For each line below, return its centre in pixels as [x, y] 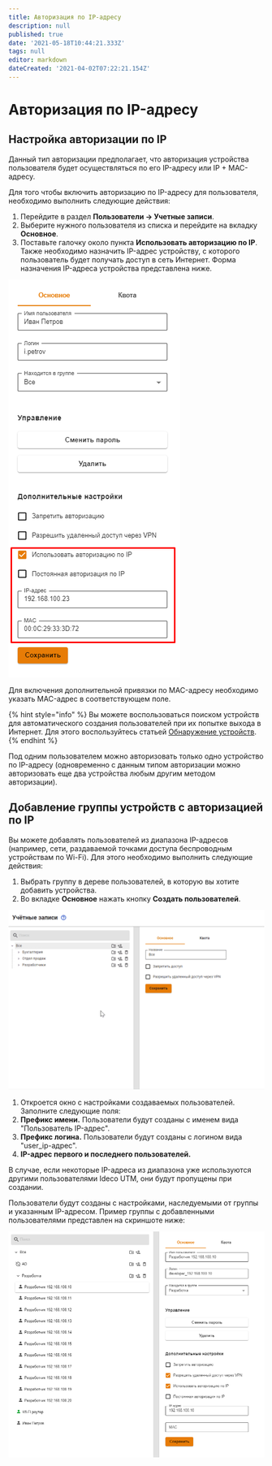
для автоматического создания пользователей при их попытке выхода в [135, 723]
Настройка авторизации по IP [88, 139]
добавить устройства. [58, 890]
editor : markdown [38, 60]
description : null [39, 26]
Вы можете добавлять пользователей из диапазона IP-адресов [119, 840]
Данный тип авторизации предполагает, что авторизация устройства [129, 159]
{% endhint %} [33, 740]
